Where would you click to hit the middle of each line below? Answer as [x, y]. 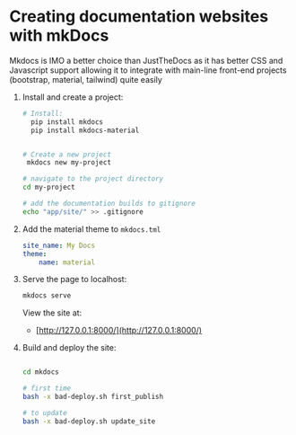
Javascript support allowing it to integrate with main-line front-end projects [148, 70]
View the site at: [52, 313]
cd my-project [48, 187]
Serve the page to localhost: [74, 280]
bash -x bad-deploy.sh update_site [89, 421]
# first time [47, 388]
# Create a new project [67, 155]
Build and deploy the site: [69, 348]
